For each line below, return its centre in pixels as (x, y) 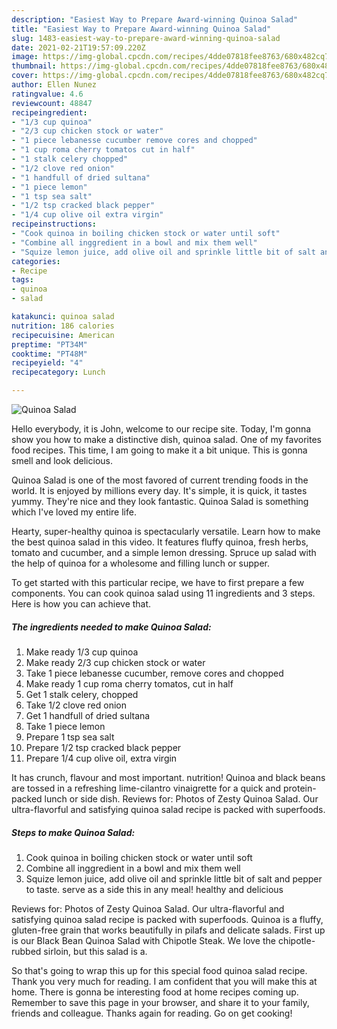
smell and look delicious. (62, 460)
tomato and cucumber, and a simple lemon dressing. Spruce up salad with (164, 552)
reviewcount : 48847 (52, 103)
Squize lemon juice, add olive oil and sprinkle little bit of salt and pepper (174, 878)
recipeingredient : (49, 112)
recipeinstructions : (54, 224)
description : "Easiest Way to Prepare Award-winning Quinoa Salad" (155, 19)
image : (25, 57)
